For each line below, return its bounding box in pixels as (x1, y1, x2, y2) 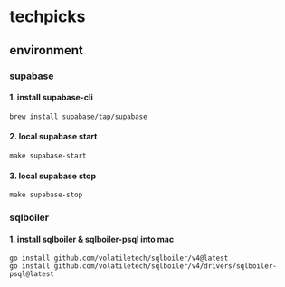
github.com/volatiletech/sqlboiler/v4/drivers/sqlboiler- (53, 262, 278, 271)
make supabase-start (9, 151, 88, 160)
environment (9, 43, 83, 58)
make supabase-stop (9, 190, 83, 200)
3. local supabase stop (9, 170, 97, 181)
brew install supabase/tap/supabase (9, 111, 147, 121)
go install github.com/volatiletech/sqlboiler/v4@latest (9, 254, 229, 263)
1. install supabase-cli (9, 92, 93, 103)
